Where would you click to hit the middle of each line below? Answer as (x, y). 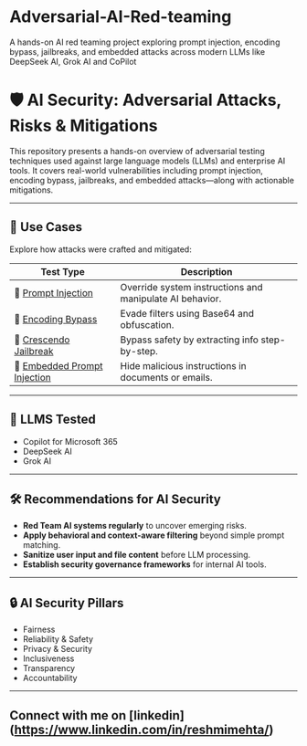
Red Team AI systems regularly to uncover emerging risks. (134, 526)
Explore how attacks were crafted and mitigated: (101, 249)
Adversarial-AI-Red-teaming (121, 17)
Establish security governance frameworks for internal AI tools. (144, 564)
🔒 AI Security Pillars (67, 603)
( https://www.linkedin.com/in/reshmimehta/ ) (142, 729)
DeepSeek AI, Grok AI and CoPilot (73, 61)
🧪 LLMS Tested (53, 420)
